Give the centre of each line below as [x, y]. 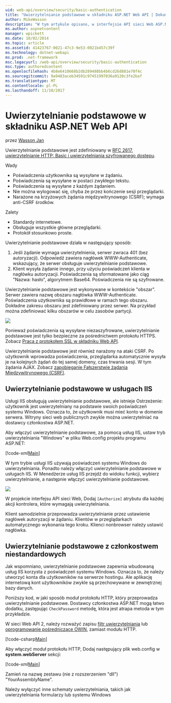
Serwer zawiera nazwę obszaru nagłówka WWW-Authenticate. [71, 295]
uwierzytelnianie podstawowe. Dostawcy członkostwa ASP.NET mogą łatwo [85, 603]
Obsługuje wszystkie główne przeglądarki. [57, 227]
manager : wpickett [25, 34]
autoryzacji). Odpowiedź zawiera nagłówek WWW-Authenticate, [80, 258]
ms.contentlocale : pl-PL [32, 85]
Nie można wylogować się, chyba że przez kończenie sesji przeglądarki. [89, 192]
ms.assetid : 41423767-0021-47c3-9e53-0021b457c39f [60, 48]
